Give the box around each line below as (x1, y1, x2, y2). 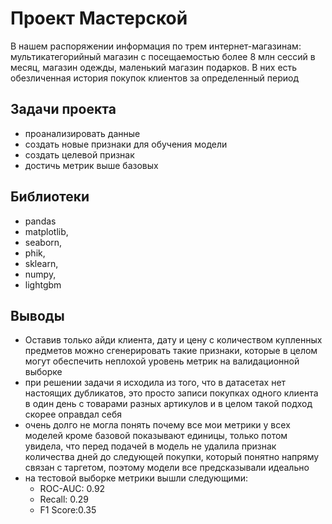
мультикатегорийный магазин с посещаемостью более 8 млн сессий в (10, 50, 316, 62)
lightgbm (24, 278, 62, 291)
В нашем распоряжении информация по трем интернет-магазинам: (10, 40, 302, 52)
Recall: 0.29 (39, 493, 90, 506)
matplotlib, (24, 225, 69, 237)
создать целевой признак (24, 148, 135, 161)
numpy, (24, 268, 57, 280)
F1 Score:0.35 (39, 504, 97, 516)
